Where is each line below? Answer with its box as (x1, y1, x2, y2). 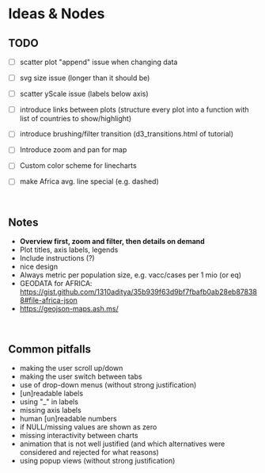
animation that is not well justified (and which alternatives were (19, 439, 225, 448)
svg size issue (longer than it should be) (19, 73, 150, 83)
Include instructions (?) (19, 254, 95, 263)
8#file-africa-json (19, 296, 78, 305)
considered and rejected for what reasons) (19, 448, 160, 457)
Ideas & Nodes (8, 5, 105, 23)
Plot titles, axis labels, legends (19, 245, 119, 254)
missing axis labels (19, 406, 81, 415)
